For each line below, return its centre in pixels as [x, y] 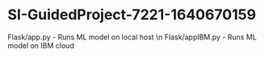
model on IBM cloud [41, 45]
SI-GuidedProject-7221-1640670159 [132, 15]
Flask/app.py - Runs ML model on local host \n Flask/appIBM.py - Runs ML [132, 37]
